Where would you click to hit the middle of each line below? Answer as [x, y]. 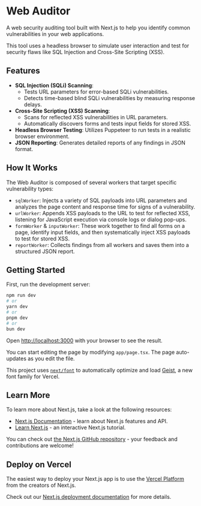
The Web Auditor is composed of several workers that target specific [91, 182]
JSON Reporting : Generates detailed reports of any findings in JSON [100, 143]
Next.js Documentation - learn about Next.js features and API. [91, 421]
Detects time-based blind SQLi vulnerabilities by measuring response [109, 98]
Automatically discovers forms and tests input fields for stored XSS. [107, 124]
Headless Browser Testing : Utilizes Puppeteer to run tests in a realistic [103, 129]
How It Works [32, 168]
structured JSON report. [45, 251]
